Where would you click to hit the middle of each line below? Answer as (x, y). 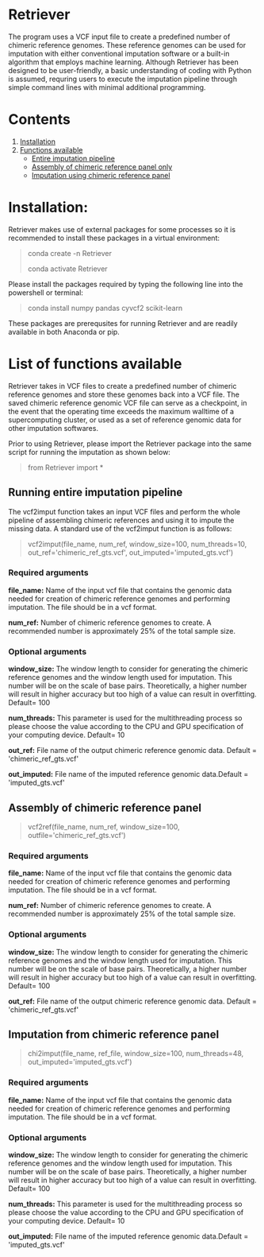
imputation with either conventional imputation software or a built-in (119, 53)
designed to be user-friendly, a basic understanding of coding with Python (130, 70)
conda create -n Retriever (70, 253)
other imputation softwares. (54, 428)
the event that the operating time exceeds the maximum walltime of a (121, 411)
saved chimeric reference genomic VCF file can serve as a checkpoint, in (128, 402)
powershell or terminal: (46, 293)
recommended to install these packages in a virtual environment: (114, 238)
